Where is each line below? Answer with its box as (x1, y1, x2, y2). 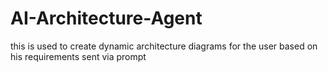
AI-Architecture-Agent (10, 7, 203, 30)
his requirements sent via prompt (10, 50, 147, 62)
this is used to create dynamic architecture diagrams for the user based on (10, 40, 318, 52)
